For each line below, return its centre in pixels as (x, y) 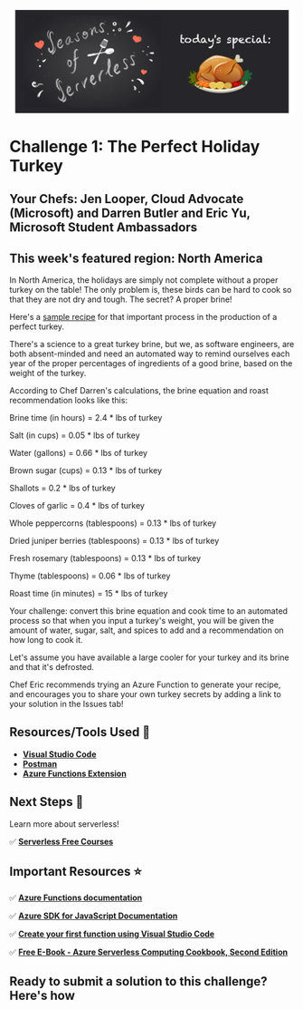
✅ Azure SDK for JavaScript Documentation (94, 916)
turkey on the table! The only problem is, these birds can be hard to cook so (151, 290)
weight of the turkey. (48, 373)
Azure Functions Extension (74, 773)
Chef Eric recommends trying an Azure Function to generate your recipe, (145, 684)
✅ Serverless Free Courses (62, 841)
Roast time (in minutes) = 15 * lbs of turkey (89, 593)
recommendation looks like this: (69, 400)
